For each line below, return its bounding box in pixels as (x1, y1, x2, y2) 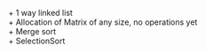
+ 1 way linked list (8, 8, 73, 18)
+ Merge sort (8, 26, 57, 36)
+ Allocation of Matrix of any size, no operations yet (8, 17, 198, 27)
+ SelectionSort (8, 35, 66, 46)
